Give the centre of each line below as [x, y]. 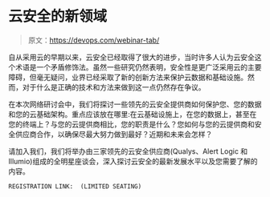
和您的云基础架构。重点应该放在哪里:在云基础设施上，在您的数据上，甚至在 [133, 114]
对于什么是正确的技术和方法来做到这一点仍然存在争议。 [114, 87]
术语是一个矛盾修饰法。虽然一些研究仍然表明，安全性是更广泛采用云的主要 [138, 67]
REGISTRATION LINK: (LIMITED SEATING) [75, 186]
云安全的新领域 [58, 16]
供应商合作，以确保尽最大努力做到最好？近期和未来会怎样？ [114, 134]
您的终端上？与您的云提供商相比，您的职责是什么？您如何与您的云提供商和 [131, 124]
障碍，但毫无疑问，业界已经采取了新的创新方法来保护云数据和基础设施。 [128, 77]
